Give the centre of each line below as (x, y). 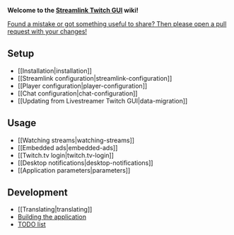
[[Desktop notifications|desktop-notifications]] (85, 163)
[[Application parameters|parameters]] (74, 170)
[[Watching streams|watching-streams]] (76, 140)
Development (38, 193)
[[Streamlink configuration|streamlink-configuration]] (95, 78)
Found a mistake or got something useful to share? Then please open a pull (117, 24)
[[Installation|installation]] (54, 71)
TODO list (31, 224)
